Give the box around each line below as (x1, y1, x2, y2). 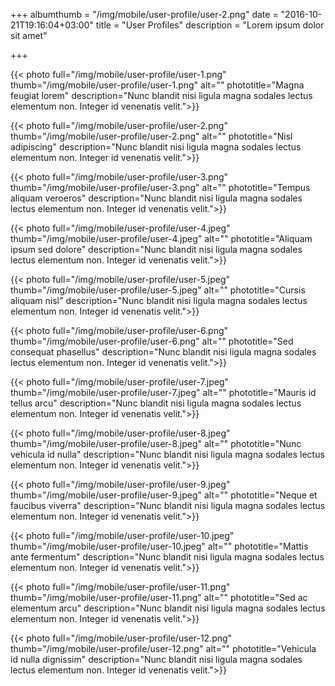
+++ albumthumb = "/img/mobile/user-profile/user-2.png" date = (10, 9, 279, 20)
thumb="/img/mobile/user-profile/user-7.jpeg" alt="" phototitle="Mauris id (10, 387, 317, 398)
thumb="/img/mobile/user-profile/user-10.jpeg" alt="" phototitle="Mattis (10, 540, 309, 552)
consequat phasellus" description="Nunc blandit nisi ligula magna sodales (10, 346, 317, 358)
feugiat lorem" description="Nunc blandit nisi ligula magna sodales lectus (10, 90, 313, 101)
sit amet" (10, 30, 48, 41)
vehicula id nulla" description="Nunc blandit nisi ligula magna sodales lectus (10, 449, 325, 460)
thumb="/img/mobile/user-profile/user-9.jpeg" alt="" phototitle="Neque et (10, 489, 318, 501)
